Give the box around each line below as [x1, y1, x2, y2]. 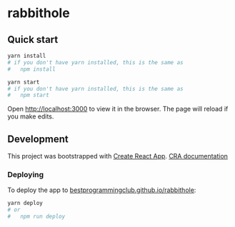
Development [7, 133, 69, 145]
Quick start [7, 34, 59, 46]
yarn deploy [7, 200, 43, 207]
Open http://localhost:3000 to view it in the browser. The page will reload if [7, 105, 229, 113]
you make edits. [7, 112, 54, 121]
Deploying [7, 169, 44, 179]
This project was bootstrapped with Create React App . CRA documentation [7, 152, 229, 161]
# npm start [7, 91, 50, 99]
